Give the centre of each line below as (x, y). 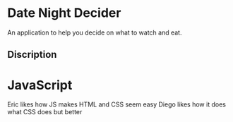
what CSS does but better (45, 112)
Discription (32, 55)
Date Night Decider (64, 13)
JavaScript (40, 85)
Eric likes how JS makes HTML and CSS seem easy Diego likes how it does (116, 104)
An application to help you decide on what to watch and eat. (95, 32)
